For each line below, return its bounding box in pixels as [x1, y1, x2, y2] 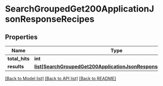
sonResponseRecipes [5, 14, 95, 25]
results [7, 63, 24, 70]
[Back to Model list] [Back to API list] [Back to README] [5, 76, 116, 81]
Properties [5, 33, 38, 41]
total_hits [7, 56, 30, 62]
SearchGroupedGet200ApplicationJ [5, 3, 154, 14]
